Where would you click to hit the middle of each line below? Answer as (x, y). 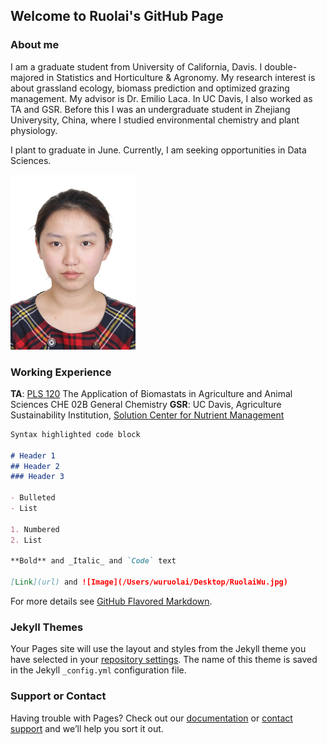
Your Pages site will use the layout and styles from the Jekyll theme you (158, 649)
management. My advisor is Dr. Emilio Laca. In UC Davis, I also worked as (161, 98)
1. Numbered (35, 529)
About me (35, 45)
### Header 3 (37, 477)
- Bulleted (33, 498)
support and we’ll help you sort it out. (87, 728)
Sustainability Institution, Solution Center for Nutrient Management (147, 415)
